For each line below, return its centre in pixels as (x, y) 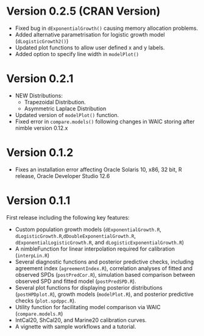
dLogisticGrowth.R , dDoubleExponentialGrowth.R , (75, 235)
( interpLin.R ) (32, 255)
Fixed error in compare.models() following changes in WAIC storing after (105, 121)
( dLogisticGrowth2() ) (42, 41)
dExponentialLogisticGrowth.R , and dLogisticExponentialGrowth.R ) (100, 242)
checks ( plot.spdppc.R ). (45, 301)
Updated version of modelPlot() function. (67, 115)
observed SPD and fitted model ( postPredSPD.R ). (76, 281)
